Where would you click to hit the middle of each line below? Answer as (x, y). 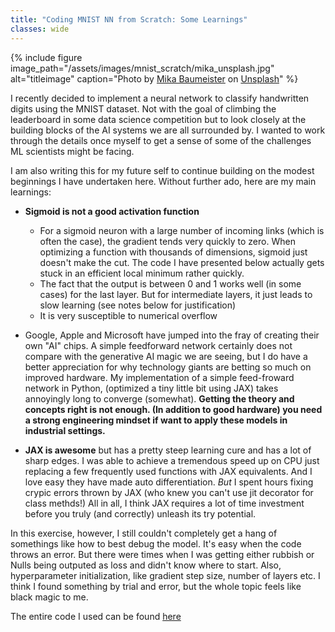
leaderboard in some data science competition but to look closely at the (158, 119)
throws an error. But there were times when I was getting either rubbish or (162, 554)
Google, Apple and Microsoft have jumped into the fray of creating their (172, 335)
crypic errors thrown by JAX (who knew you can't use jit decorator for (169, 492)
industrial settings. (65, 430)
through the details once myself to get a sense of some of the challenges (161, 140)
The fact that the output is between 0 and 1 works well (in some (170, 283)
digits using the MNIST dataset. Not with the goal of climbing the (143, 108)
